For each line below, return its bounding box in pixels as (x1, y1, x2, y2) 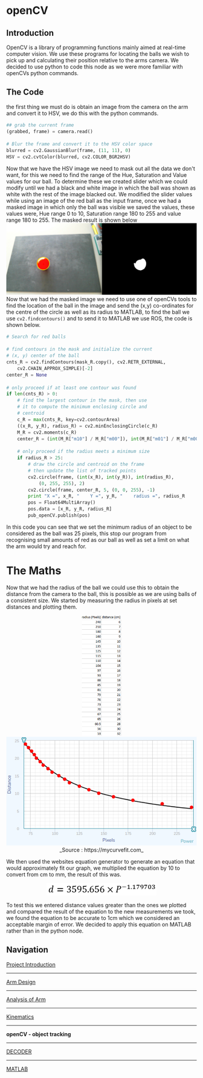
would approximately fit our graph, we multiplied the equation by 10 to (6, 864, 180, 872)
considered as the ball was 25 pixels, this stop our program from (6, 529, 167, 537)
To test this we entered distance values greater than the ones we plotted (6, 902, 187, 909)
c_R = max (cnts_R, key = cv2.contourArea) (17, 416, 120, 423)
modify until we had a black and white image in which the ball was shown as (6, 184, 196, 191)
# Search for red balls (6, 334, 66, 340)
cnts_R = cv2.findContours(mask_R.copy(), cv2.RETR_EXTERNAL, (6, 359, 166, 365)
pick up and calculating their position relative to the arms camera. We (6, 57, 179, 64)
